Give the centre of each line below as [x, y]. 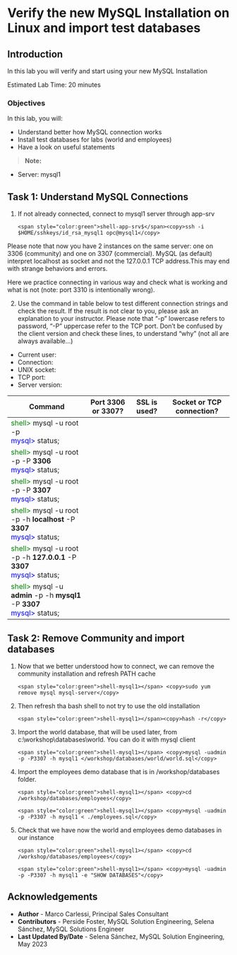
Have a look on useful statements [66, 147]
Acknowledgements [53, 897]
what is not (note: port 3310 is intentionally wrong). [81, 290]
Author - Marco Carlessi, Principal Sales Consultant [93, 914]
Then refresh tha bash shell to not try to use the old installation [109, 705]
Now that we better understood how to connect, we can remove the [116, 666]
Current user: [37, 355]
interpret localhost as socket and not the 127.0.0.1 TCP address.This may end [119, 261]
